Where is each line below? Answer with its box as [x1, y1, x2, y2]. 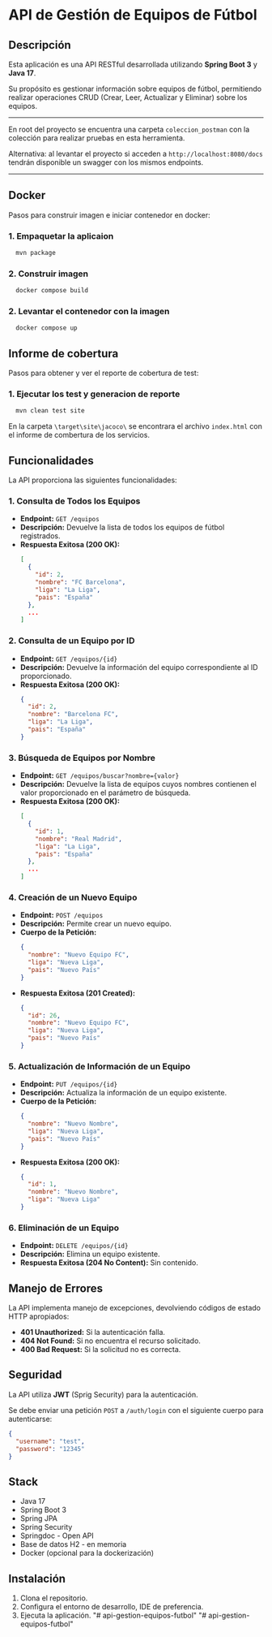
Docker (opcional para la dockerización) [19, 1548, 155, 1558]
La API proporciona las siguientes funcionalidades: [8, 475, 177, 485]
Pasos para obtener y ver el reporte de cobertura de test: [8, 368, 199, 378]
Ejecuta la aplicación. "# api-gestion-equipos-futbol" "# [19, 1610, 207, 1621]
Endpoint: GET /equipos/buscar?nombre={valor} [19, 771, 180, 780]
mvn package [15, 249, 57, 257]
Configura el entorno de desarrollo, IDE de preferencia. [19, 1602, 204, 1612]
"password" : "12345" [15, 1445, 85, 1453]
